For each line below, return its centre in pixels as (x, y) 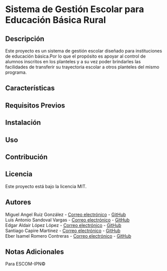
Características (30, 88)
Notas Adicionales (35, 252)
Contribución (26, 157)
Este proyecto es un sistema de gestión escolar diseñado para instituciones (84, 51)
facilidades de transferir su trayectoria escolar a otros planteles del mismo (82, 67)
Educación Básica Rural (55, 20)
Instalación (23, 123)
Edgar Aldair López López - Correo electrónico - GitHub (63, 225)
